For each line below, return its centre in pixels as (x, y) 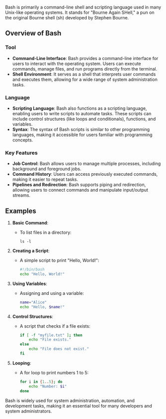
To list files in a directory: (45, 232)
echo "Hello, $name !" (42, 307)
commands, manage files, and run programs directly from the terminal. (85, 69)
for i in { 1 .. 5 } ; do (41, 382)
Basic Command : (30, 223)
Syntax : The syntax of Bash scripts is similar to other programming (81, 129)
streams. (21, 195)
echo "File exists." (50, 340)
